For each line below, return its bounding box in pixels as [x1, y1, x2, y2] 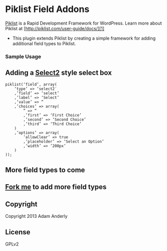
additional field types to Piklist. [12, 40, 76, 46]
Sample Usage [5, 53, 42, 60]
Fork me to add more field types [5, 183, 107, 191]
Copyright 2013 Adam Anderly [5, 213, 68, 219]
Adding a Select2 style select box [5, 69, 112, 77]
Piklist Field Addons [5, 4, 90, 15]
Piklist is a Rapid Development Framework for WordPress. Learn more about [5, 20, 162, 26]
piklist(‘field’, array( [5, 82, 57, 87]
